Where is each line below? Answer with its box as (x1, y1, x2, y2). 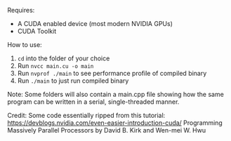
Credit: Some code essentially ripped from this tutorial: (7, 112, 166, 119)
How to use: (7, 41, 42, 48)
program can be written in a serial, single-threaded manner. (7, 98, 180, 106)
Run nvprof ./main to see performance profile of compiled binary (17, 69, 207, 77)
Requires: (7, 6, 35, 14)
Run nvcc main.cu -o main (17, 62, 94, 69)
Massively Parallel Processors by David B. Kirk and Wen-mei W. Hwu (7, 126, 206, 134)
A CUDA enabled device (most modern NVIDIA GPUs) (17, 20, 173, 27)
